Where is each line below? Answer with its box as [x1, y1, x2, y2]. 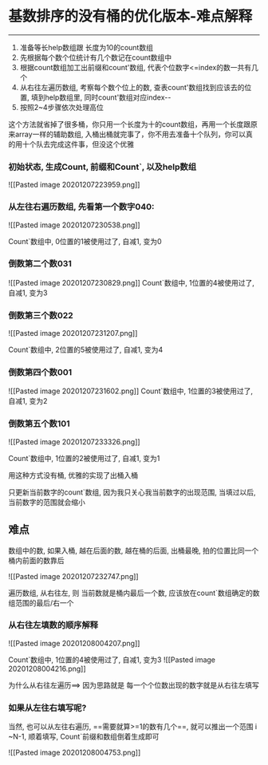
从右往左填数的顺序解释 [8, 620, 98, 631]
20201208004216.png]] [8, 664, 86, 673]
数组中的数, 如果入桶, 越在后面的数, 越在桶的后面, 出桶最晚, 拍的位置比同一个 [8, 546, 259, 555]
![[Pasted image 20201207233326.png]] [8, 436, 141, 447]
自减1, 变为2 [8, 396, 48, 406]
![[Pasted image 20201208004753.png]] [8, 747, 141, 758]
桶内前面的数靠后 [8, 555, 65, 565]
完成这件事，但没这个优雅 [49, 139, 134, 148]
